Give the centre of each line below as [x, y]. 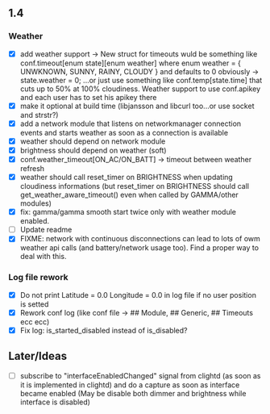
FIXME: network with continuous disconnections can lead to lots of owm [140, 239]
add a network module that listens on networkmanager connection [131, 123]
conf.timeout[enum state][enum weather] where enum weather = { [131, 63]
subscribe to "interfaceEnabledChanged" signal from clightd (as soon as [140, 375]
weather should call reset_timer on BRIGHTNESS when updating [127, 178]
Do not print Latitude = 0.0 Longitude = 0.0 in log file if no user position [138, 295]
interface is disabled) [55, 402]
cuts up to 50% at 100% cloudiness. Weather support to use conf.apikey [140, 89]
